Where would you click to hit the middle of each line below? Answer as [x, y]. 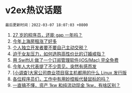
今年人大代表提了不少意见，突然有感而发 [54, 66]
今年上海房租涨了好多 [35, 41]
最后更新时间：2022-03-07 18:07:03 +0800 [47, 25]
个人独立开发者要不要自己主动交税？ [50, 47]
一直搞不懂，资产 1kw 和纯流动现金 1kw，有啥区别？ [67, 85]
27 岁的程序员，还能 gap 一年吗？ [48, 35]
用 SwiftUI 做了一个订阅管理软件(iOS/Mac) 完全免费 [65, 60]
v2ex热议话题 [34, 10]
